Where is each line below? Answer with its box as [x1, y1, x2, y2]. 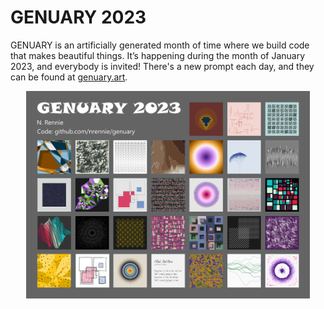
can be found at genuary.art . [10, 71, 128, 83]
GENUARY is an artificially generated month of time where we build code [10, 39, 310, 51]
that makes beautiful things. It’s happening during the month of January [10, 49, 306, 61]
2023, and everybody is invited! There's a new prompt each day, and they [10, 60, 315, 72]
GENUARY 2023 [10, 6, 147, 29]
